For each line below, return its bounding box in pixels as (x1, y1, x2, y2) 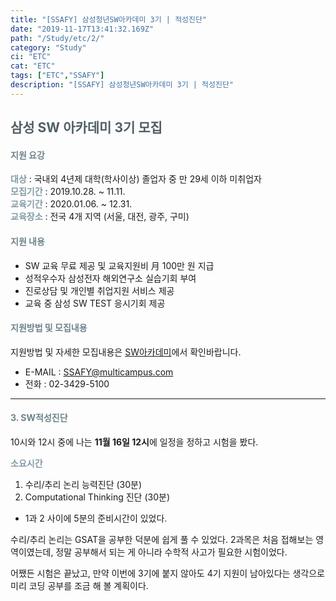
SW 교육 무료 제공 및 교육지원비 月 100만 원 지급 (24, 259, 215, 271)
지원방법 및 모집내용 (10, 322, 88, 334)
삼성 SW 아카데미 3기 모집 (10, 119, 163, 136)
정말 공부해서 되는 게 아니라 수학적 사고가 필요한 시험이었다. (55, 546, 288, 558)
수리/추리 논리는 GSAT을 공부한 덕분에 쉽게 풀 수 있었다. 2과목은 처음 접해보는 (10, 533, 314, 545)
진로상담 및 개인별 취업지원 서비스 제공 (24, 284, 175, 296)
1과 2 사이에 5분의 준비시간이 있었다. (24, 512, 168, 524)
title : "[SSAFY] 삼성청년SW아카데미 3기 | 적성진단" (10, 14, 208, 25)
